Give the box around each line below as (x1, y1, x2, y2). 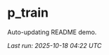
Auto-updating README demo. (7, 28, 97, 36)
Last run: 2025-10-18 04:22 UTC (7, 41, 102, 49)
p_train (7, 5, 49, 21)
